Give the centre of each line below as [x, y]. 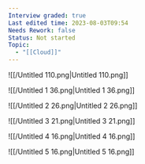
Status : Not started [42, 38]
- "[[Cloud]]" [38, 52]
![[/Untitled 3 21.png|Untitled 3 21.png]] [72, 121]
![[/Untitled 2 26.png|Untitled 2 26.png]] [73, 105]
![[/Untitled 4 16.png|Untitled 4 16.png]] [72, 136]
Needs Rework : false [42, 30]
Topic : [19, 45]
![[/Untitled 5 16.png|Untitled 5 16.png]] [71, 152]
